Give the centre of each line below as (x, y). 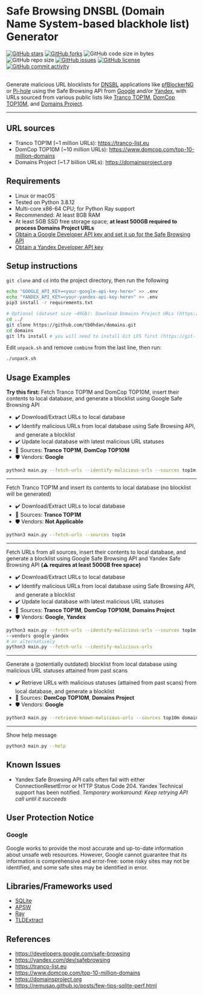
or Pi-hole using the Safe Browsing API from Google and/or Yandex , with (96, 91)
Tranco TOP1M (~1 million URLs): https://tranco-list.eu (82, 142)
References (28, 939)
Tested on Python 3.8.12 (45, 202)
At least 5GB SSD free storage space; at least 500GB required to (96, 221)
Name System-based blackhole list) (98, 24)
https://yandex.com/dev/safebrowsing (63, 960)
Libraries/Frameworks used (60, 886)
